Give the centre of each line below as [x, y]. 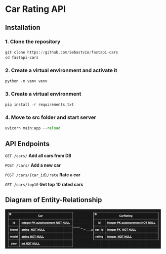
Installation [23, 27]
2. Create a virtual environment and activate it [61, 70]
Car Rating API [36, 9]
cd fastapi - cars [22, 57]
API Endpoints [27, 144]
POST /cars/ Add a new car [33, 165]
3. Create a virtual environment [43, 94]
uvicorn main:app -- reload [33, 128]
